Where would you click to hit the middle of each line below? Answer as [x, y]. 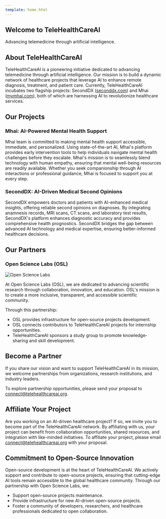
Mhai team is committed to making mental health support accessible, [76, 142]
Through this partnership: [31, 310]
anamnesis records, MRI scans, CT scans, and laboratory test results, [76, 213]
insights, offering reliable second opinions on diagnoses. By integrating [78, 208]
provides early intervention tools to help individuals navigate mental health [81, 152]
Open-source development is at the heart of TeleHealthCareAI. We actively [82, 470]
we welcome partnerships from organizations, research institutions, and [79, 373]
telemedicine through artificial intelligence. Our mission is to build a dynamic [83, 75]
